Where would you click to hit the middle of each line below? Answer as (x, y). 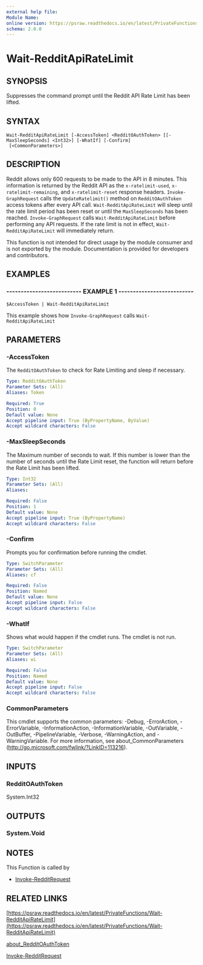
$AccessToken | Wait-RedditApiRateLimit (58, 304)
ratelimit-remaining (32, 192)
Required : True (25, 403)
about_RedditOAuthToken (38, 944)
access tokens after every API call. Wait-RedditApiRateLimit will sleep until (99, 204)
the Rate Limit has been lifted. (43, 468)
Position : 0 (21, 409)
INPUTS (21, 766)
